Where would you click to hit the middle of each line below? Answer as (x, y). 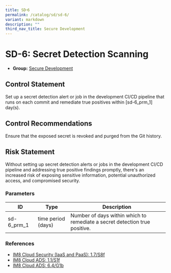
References (20, 243)
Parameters (20, 193)
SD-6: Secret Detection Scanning (77, 54)
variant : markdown (25, 19)
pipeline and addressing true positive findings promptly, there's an (75, 169)
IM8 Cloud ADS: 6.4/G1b (38, 265)
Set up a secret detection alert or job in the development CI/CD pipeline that (85, 96)
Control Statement (35, 84)
